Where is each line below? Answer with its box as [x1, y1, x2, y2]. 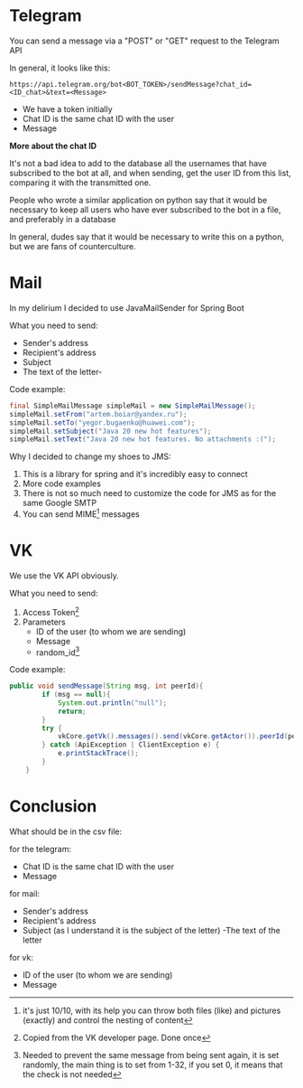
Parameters [22, 616, 66, 627]
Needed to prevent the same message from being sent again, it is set [22, 1049, 280, 1060]
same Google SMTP [22, 498, 97, 509]
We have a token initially [22, 103, 113, 114]
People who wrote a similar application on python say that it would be [9, 194, 268, 205]
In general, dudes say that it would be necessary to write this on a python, [9, 231, 285, 242]
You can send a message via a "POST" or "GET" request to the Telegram [9, 35, 280, 46]
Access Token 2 [22, 605, 79, 617]
